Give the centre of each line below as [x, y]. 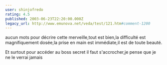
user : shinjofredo [24, 10]
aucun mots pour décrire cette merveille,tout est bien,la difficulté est [76, 37]
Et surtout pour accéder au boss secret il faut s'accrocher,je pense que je [81, 52]
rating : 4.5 [17, 14]
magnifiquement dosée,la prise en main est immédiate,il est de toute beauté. [84, 43]
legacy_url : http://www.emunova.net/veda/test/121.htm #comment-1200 [78, 23]
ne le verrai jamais [24, 58]
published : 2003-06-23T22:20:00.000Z [44, 19]
